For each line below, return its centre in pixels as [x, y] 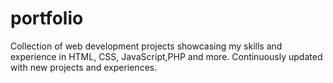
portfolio [47, 18]
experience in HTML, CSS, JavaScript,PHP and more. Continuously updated [166, 56]
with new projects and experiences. [84, 67]
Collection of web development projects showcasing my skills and [146, 46]
